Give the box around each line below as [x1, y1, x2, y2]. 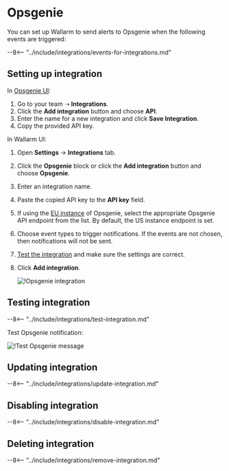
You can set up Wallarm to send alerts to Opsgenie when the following [7, 28, 206, 36]
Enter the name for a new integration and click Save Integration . [16, 114, 199, 122]
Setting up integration [7, 68, 103, 80]
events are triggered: [7, 34, 67, 43]
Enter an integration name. [16, 182, 93, 190]
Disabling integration [7, 399, 99, 411]
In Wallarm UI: [7, 135, 47, 143]
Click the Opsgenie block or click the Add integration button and [16, 162, 202, 170]
